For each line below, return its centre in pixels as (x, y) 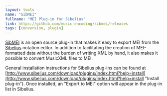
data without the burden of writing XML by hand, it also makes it (92, 53)
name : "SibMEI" (21, 14)
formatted (15, 53)
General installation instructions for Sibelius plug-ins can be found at (76, 68)
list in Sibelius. (20, 89)
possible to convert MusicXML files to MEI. (49, 58)
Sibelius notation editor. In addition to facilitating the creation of (70, 48)
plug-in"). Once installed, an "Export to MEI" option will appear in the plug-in (84, 84)
